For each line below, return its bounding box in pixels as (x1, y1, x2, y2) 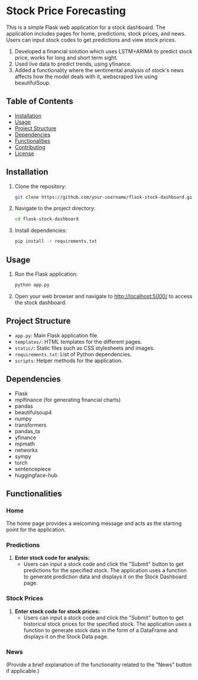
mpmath (14, 440, 35, 447)
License (14, 150, 34, 157)
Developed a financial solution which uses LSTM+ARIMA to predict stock (14, 47, 193, 54)
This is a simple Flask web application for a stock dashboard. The (6, 24, 165, 31)
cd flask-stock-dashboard (14, 216, 79, 223)
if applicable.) (6, 668, 40, 675)
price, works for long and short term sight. (14, 54, 118, 61)
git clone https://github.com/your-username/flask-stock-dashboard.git (14, 194, 195, 200)
